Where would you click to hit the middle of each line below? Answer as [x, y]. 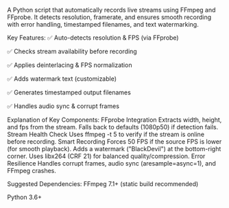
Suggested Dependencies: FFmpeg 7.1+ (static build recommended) [103, 184]
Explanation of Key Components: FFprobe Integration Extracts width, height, [114, 120]
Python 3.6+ [25, 197]
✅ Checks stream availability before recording [72, 51]
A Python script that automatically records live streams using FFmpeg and [111, 10]
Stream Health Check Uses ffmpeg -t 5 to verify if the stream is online [106, 134]
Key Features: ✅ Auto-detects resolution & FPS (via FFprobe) [93, 38]
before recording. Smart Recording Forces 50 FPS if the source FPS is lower [114, 142]
